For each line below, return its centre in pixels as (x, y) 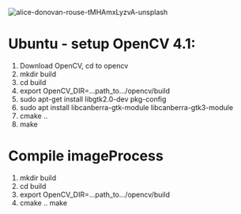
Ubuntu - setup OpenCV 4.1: (102, 44)
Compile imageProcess (86, 156)
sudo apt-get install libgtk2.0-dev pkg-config (93, 99)
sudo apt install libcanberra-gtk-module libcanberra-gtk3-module (126, 107)
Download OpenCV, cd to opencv (74, 65)
